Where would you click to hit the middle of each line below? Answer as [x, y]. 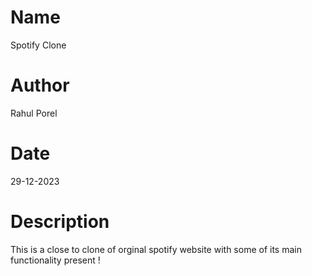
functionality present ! [55, 260]
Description [60, 222]
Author [40, 85]
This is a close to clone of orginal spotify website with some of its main [156, 249]
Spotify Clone [38, 45]
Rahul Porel [34, 113]
